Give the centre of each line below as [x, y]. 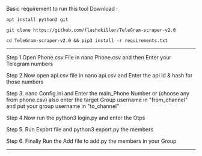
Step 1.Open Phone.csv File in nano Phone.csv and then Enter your [89, 57]
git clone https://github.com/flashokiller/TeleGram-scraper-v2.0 [91, 30]
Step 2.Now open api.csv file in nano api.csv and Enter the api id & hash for [99, 75]
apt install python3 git [37, 20]
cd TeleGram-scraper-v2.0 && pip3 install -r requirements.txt [87, 41]
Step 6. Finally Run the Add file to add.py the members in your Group [91, 141]
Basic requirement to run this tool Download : [62, 9]
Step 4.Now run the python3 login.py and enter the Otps [76, 118]
